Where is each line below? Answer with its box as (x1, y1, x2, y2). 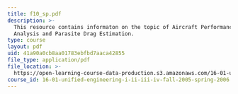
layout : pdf (7, 43, 42, 50)
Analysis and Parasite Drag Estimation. (13, 30, 135, 37)
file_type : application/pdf (7, 57, 91, 64)
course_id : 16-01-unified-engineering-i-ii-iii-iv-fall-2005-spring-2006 (7, 76, 230, 83)
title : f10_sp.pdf (7, 10, 62, 18)
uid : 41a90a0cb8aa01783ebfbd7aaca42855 (7, 50, 125, 57)
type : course (7, 37, 46, 44)
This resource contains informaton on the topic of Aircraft (13, 23, 198, 30)
